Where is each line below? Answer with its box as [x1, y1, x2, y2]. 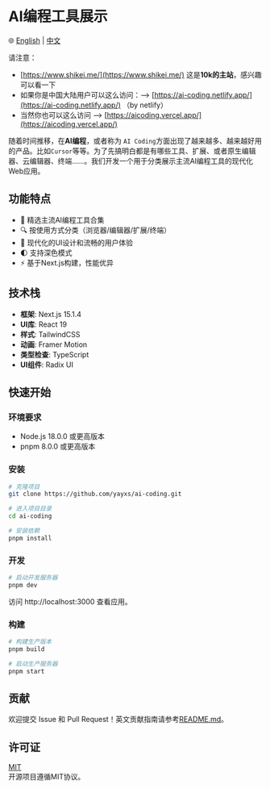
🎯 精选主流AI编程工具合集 [19, 215, 105, 224]
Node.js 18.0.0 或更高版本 [19, 432, 105, 441]
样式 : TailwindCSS [19, 329, 81, 339]
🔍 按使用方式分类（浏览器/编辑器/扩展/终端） [19, 225, 172, 235]
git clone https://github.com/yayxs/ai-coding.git [8, 490, 182, 499]
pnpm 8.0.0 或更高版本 [19, 441, 96, 452]
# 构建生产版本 [8, 638, 52, 646]
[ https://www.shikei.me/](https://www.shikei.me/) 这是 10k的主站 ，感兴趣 [19, 69, 262, 79]
